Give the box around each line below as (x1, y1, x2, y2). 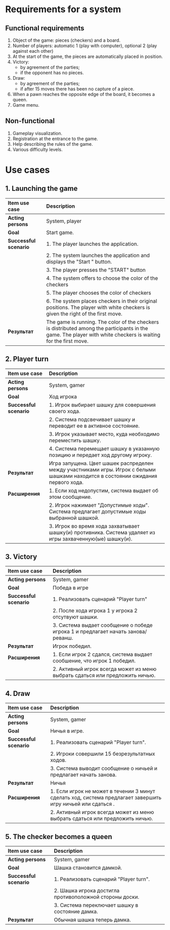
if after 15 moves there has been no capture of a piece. (20, 86, 135, 92)
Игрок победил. (53, 643, 92, 650)
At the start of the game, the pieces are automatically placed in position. (12, 53, 163, 59)
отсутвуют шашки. (53, 614, 99, 621)
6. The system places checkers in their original (46, 297, 157, 304)
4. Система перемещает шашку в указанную (49, 445, 160, 452)
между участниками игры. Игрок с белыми (49, 466, 156, 473)
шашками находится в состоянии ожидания (49, 472, 158, 479)
